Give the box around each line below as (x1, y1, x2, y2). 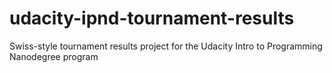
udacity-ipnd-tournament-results (9, 7, 295, 30)
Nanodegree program (9, 50, 99, 62)
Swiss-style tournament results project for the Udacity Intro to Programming (9, 40, 323, 52)
